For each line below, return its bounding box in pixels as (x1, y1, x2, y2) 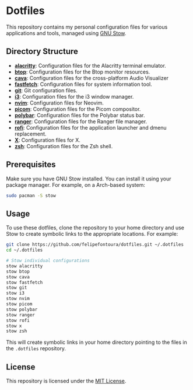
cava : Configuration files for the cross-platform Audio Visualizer (14, 74, 169, 81)
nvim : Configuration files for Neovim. (14, 99, 104, 106)
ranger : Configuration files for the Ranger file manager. (14, 118, 148, 125)
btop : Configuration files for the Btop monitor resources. (14, 68, 150, 75)
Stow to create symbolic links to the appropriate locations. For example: (6, 231, 178, 238)
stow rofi (6, 317, 30, 323)
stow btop (6, 269, 30, 274)
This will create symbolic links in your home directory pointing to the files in (6, 339, 188, 346)
